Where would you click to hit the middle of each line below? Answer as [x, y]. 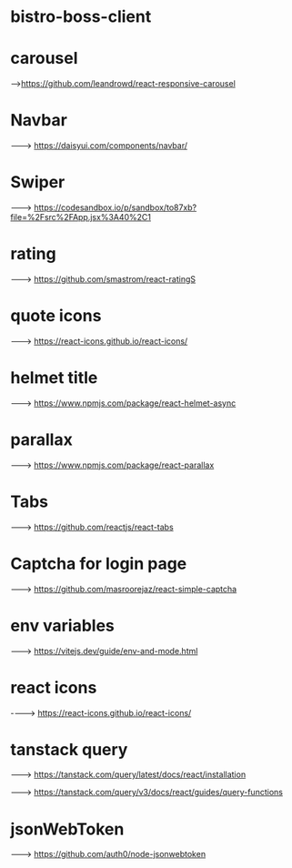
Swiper [38, 182]
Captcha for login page [99, 564]
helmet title [54, 378]
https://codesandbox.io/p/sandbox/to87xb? [116, 207]
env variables [62, 626]
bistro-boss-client [81, 17]
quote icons [56, 316]
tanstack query [69, 749]
